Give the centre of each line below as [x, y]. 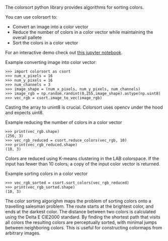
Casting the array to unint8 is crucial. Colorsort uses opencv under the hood [84, 107]
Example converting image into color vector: [51, 62]
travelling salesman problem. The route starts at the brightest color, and [79, 206]
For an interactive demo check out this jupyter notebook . [64, 53]
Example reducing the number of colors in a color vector [64, 122]
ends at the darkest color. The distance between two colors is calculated [80, 212]
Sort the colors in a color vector [45, 43]
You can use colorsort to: [31, 17]
